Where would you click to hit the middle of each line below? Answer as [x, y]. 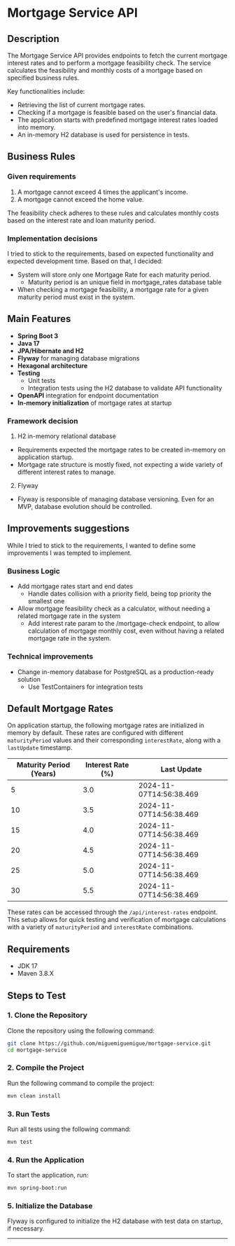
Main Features [39, 319]
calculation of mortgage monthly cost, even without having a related [126, 631]
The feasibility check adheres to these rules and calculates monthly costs [113, 213]
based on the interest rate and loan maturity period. [81, 220]
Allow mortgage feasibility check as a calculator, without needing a [114, 609]
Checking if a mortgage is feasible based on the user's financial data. [117, 112]
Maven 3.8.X [36, 974]
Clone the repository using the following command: [81, 1030]
